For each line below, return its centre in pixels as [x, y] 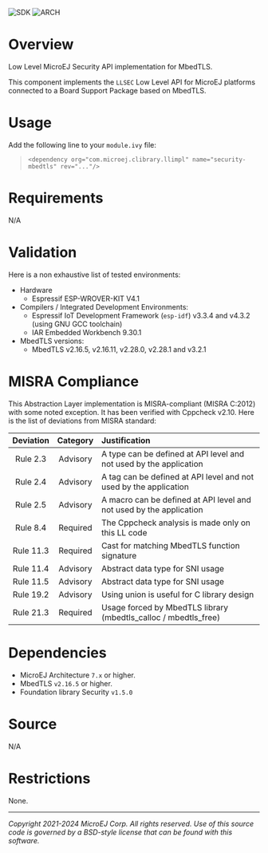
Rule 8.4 [31, 527]
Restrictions [49, 778]
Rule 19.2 [31, 594]
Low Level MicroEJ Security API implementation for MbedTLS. [110, 66]
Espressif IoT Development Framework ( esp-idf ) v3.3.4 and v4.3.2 [141, 315]
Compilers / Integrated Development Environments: [104, 306]
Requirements [56, 198]
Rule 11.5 [31, 581]
